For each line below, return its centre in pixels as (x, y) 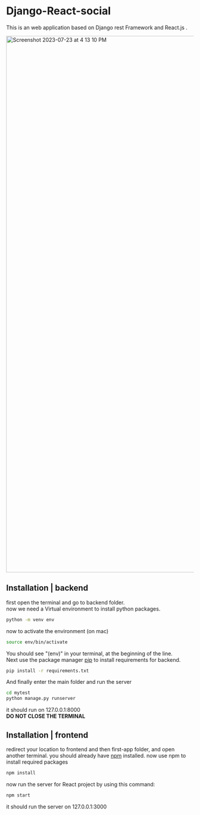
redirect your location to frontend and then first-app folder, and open (90, 749)
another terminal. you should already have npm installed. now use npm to (96, 755)
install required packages (37, 762)
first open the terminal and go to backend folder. (65, 602)
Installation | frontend (47, 735)
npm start (18, 795)
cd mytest (18, 693)
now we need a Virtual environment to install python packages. (83, 609)
